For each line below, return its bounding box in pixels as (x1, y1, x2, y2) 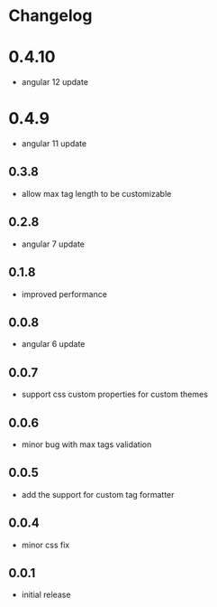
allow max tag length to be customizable (21, 188, 172, 199)
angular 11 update (21, 138, 87, 149)
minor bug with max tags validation (21, 439, 152, 450)
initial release (21, 589, 71, 601)
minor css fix (21, 539, 70, 550)
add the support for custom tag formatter (21, 489, 175, 500)
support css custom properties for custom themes (21, 389, 209, 400)
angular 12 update (21, 77, 89, 88)
